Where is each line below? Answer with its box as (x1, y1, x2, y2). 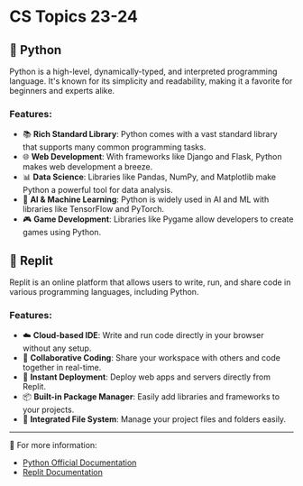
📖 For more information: (9, 440, 97, 451)
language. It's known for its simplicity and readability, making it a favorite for (9, 76, 293, 87)
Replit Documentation (22, 467, 104, 478)
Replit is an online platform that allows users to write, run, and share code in (9, 277, 291, 288)
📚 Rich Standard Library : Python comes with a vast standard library (22, 129, 278, 140)
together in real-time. (22, 362, 102, 373)
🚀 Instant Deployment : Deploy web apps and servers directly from (22, 371, 271, 382)
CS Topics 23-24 (9, 6, 138, 27)
